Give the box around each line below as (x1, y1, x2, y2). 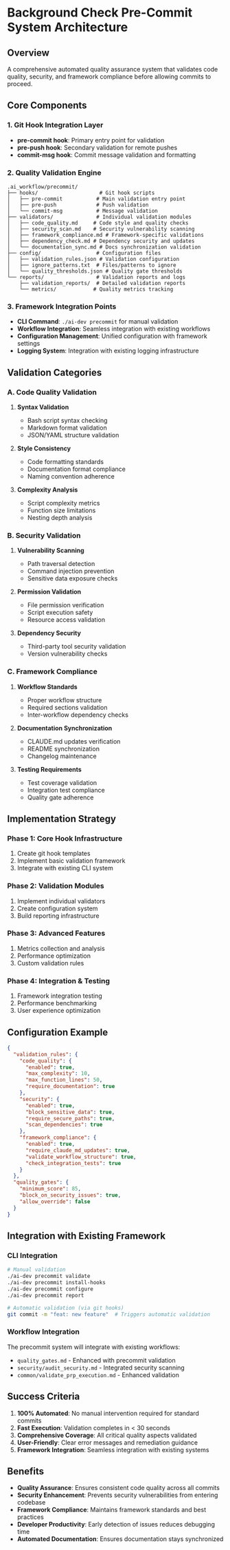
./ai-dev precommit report (7, 1292, 84, 1299)
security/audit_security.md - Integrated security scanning (16, 1363, 185, 1372)
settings (16, 339, 41, 348)
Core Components (7, 100, 87, 112)
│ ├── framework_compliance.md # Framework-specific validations (7, 231, 205, 238)
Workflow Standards (16, 682, 78, 691)
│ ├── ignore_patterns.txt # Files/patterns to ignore (7, 262, 176, 269)
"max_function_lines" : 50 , (25, 1076, 103, 1084)
